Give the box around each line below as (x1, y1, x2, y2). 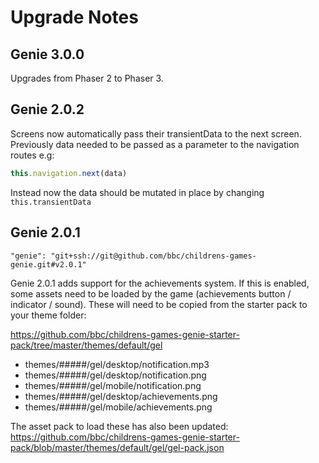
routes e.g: (10, 149, 55, 161)
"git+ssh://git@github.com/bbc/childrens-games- (50, 251, 257, 261)
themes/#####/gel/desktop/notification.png (24, 369, 207, 381)
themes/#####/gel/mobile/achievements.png (24, 401, 213, 413)
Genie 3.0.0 (10, 46, 85, 63)
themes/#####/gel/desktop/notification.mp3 (24, 358, 210, 370)
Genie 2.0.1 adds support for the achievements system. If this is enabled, (10, 277, 310, 289)
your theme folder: (10, 309, 87, 321)
